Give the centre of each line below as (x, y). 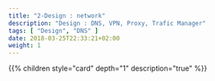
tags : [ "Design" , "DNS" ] (53, 30)
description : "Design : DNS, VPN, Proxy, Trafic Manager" (107, 23)
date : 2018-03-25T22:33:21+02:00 (64, 38)
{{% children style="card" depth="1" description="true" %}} (108, 68)
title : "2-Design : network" (57, 16)
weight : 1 (25, 46)
